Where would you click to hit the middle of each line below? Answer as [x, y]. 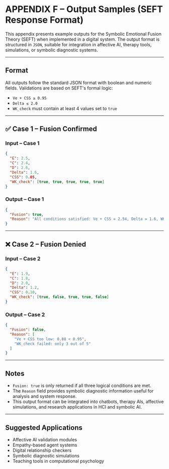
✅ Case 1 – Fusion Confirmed [51, 129]
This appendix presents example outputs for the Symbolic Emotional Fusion [83, 34]
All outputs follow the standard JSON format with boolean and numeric [78, 83]
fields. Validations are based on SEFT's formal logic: [59, 88]
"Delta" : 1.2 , [24, 288]
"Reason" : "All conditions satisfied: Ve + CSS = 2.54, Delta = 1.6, [84, 219]
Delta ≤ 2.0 [25, 103]
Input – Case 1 [22, 143]
